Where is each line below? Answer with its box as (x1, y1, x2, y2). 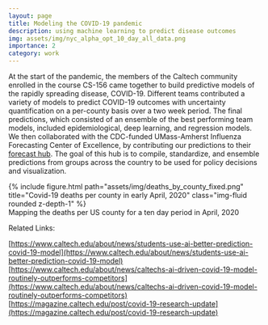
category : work (8, 49, 60, 57)
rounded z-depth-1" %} (8, 199, 86, 209)
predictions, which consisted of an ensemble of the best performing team (8, 115, 253, 124)
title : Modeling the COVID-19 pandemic (8, 19, 143, 27)
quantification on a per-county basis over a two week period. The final (8, 106, 243, 116)
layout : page (8, 11, 52, 20)
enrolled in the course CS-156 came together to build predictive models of (8, 80, 255, 90)
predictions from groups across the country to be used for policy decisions (8, 158, 258, 167)
